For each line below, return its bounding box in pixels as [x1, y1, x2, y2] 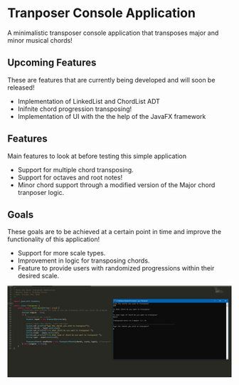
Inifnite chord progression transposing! [17, 105, 132, 113]
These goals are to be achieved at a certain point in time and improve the [7, 228, 222, 236]
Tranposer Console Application [7, 5, 196, 21]
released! [7, 83, 35, 92]
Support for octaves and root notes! [17, 173, 123, 181]
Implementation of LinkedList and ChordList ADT [17, 97, 160, 105]
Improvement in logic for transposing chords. [17, 256, 150, 265]
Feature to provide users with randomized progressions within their [17, 264, 215, 273]
